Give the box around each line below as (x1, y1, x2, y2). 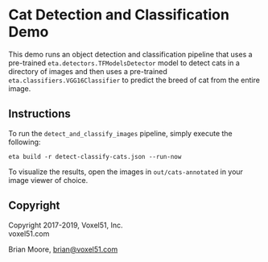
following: (8, 137, 41, 147)
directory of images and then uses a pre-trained (8, 66, 167, 76)
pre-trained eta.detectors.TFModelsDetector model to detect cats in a (8, 58, 240, 68)
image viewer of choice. (8, 175, 89, 185)
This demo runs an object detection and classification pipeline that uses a (8, 49, 253, 59)
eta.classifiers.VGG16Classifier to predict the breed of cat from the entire (8, 75, 260, 85)
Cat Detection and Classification (8, 6, 229, 24)
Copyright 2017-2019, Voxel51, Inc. (8, 220, 123, 230)
